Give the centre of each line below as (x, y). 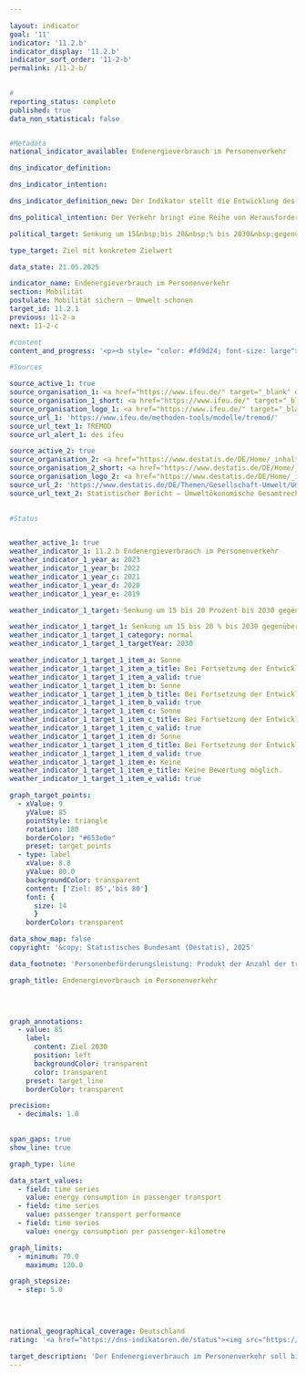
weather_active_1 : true (55, 543)
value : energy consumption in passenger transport (124, 1198)
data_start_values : (46, 1181)
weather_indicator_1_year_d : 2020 (75, 585)
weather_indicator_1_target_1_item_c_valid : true (106, 728)
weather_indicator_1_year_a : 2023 (75, 560)
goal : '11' (30, 34)
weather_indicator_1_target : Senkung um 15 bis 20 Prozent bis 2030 (142, 610)
